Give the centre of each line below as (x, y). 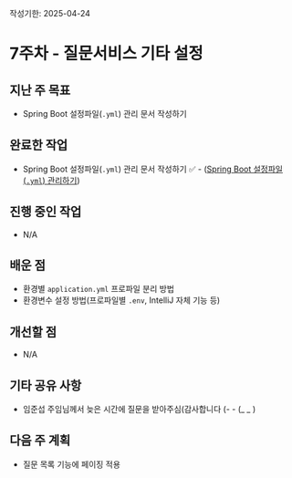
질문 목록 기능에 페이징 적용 (72, 464)
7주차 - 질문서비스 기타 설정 (106, 54)
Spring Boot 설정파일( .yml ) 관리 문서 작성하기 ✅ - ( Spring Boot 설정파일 (152, 169)
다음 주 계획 (40, 441)
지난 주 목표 (40, 90)
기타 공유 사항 (46, 385)
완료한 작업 (39, 145)
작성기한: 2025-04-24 (50, 13)
